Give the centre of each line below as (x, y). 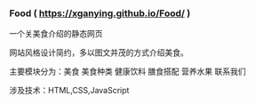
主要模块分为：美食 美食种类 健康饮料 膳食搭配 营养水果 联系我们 (127, 72)
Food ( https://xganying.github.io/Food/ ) (100, 13)
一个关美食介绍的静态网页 (56, 34)
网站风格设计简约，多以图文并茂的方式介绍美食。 (99, 52)
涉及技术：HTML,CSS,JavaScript (69, 91)
